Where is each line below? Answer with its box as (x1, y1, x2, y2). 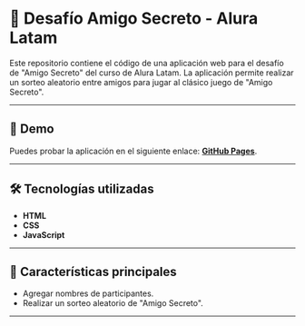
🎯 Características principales (9, 263, 177, 280)
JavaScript (22, 229, 65, 240)
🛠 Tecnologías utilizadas (9, 182, 154, 197)
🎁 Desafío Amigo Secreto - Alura (9, 8, 259, 29)
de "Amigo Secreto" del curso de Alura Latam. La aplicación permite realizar (9, 67, 294, 78)
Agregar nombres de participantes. (22, 288, 154, 299)
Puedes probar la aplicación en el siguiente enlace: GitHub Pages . (9, 145, 258, 156)
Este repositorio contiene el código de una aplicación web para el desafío (9, 57, 284, 68)
